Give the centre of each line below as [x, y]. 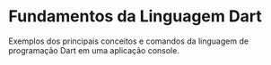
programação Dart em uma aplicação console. [94, 50]
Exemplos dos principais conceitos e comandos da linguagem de [128, 41]
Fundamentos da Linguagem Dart [135, 16]
